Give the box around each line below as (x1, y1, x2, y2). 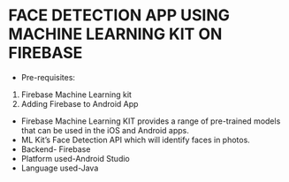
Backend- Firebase (20, 143, 91, 155)
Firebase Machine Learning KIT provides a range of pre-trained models (20, 116, 281, 126)
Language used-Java (20, 163, 99, 173)
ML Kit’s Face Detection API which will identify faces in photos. (20, 134, 251, 145)
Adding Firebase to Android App (20, 98, 139, 109)
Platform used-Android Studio (20, 153, 130, 163)
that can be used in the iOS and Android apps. (20, 125, 189, 135)
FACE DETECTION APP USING (8, 5, 231, 26)
